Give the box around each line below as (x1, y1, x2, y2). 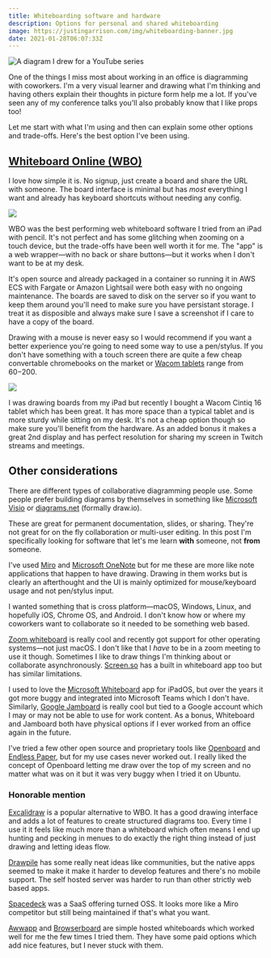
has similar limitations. (8, 668, 83, 678)
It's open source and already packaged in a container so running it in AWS (8, 274, 256, 284)
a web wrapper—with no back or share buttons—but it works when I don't (8, 250, 255, 260)
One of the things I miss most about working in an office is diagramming (8, 72, 248, 82)
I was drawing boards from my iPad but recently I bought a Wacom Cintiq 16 (8, 398, 262, 408)
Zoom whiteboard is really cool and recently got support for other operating (8, 634, 260, 644)
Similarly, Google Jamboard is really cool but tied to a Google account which (8, 702, 263, 711)
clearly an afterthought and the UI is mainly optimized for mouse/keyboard (8, 577, 256, 587)
